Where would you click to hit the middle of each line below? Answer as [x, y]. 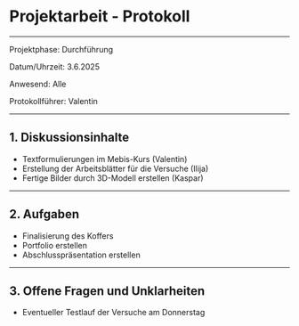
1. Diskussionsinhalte [69, 138]
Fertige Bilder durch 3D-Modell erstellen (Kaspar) [113, 178]
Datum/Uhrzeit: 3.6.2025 [55, 66]
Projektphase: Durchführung [61, 49]
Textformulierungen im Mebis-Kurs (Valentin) [105, 159]
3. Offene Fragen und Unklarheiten [107, 291]
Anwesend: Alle [38, 84]
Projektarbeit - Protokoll [100, 16]
